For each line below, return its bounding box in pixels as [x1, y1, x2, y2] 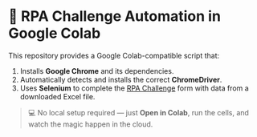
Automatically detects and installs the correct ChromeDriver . [19, 75, 222, 84]
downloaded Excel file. [19, 91, 96, 101]
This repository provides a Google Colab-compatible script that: [8, 50, 220, 60]
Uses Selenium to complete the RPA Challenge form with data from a [19, 83, 249, 93]
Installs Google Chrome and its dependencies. [19, 66, 174, 75]
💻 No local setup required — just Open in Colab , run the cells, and [27, 107, 249, 117]
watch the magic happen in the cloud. [27, 119, 153, 129]
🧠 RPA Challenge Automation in [8, 7, 221, 26]
